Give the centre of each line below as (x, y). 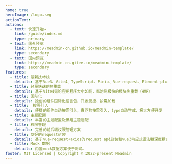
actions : (15, 24)
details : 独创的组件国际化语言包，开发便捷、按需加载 (65, 101)
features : (16, 72)
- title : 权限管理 (28, 125)
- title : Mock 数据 (30, 144)
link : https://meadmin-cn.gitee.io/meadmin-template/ (73, 63)
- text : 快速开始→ (28, 29)
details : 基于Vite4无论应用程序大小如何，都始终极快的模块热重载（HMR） (83, 91)
